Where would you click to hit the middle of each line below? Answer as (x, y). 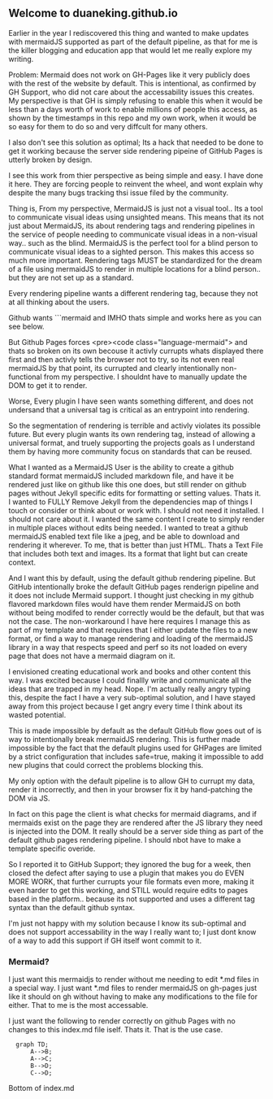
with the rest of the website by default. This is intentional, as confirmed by (132, 83)
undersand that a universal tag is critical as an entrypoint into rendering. (129, 409)
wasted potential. (37, 714)
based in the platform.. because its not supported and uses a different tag (132, 899)
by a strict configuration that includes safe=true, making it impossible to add (136, 757)
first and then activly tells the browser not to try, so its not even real (121, 359)
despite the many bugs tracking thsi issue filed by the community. (119, 192)
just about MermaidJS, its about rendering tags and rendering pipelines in (132, 225)
